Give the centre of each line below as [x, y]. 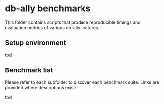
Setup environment [36, 43]
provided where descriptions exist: [41, 87]
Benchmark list [29, 70]
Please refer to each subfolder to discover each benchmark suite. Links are [82, 82]
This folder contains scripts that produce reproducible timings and [73, 22]
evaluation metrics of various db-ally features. [52, 27]
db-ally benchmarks [48, 9]
